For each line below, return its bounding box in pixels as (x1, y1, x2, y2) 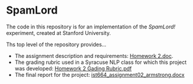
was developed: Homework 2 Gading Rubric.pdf (14, 64, 132, 72)
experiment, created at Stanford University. (6, 29, 111, 36)
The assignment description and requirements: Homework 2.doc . (14, 52, 174, 59)
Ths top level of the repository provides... (6, 41, 107, 48)
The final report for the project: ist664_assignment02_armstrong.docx (14, 71, 185, 78)
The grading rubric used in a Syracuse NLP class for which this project (14, 59, 187, 66)
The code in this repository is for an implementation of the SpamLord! (6, 23, 176, 30)
